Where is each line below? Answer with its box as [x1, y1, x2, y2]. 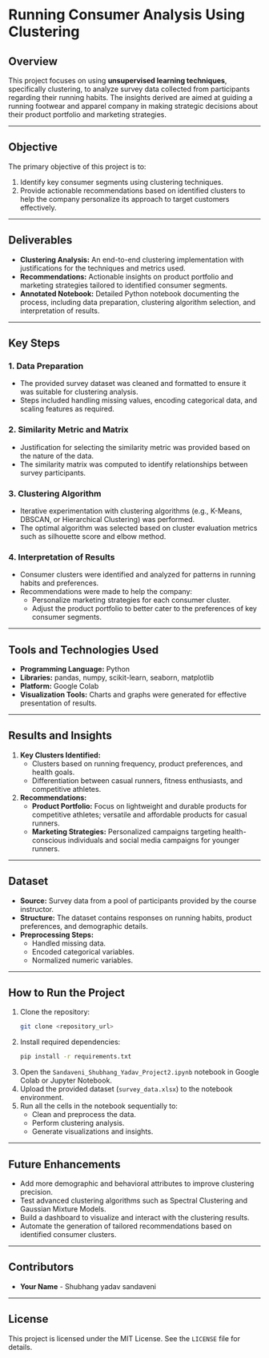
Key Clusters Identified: [19, 750, 102, 760]
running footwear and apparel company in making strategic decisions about [8, 102, 259, 110]
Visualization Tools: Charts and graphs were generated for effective [19, 690, 247, 700]
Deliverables [8, 234, 73, 247]
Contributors [8, 1260, 74, 1274]
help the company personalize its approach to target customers [19, 194, 230, 203]
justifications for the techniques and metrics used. [19, 263, 186, 273]
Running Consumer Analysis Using [8, 6, 246, 24]
